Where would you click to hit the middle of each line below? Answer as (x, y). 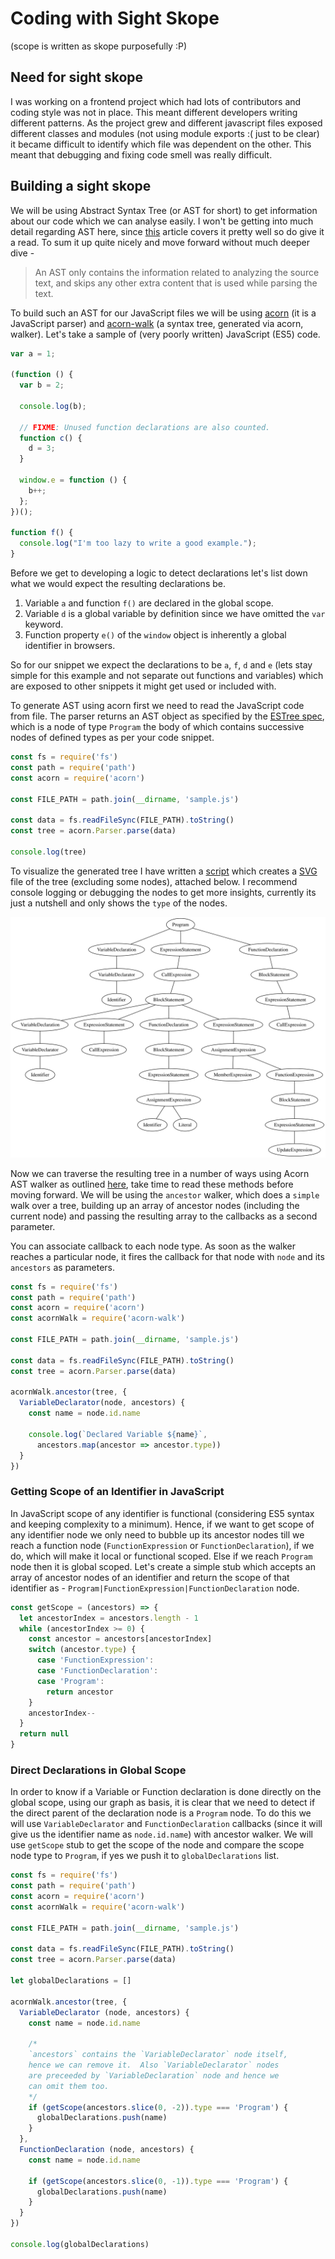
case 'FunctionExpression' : (95, 1660)
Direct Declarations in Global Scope (98, 1770)
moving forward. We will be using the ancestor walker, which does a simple (165, 1194)
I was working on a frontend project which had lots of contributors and (156, 101)
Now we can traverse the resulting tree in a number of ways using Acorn (160, 1173)
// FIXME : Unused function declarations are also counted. (145, 427)
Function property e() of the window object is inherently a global (155, 635)
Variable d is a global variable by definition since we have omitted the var (175, 614)
